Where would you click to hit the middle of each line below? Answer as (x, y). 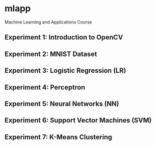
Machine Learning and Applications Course (48, 22)
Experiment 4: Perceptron (45, 87)
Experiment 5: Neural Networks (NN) (62, 104)
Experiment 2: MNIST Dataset (51, 54)
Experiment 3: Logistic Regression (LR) (65, 71)
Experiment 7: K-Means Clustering (58, 137)
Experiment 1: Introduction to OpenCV (64, 37)
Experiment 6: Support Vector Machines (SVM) (78, 120)
